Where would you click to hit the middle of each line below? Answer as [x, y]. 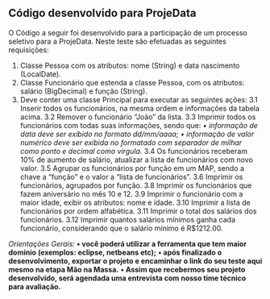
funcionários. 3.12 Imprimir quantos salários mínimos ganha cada [128, 219]
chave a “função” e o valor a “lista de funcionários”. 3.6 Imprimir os [131, 176]
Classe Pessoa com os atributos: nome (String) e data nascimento [130, 65]
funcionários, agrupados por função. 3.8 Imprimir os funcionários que [136, 185]
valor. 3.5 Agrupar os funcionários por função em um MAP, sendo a [132, 168]
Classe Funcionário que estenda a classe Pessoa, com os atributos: [132, 82]
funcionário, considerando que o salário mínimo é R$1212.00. [121, 228]
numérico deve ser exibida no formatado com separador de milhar [131, 142]
